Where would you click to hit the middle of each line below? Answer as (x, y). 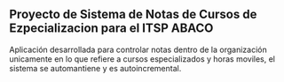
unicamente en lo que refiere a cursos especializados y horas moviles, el (142, 59)
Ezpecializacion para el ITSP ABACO (111, 29)
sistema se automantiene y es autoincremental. (95, 68)
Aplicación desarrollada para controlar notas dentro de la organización (138, 49)
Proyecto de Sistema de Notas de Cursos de (133, 15)
